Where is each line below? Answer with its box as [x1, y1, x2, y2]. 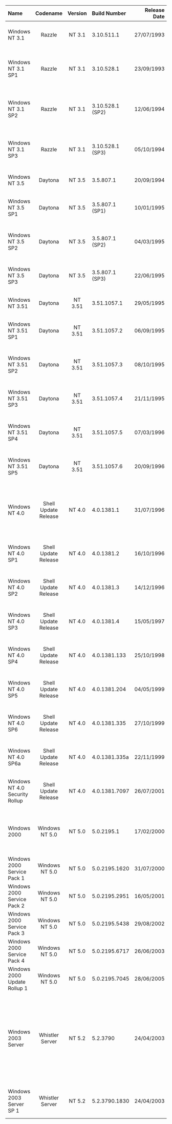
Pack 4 [8, 958, 25, 964]
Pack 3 [8, 930, 25, 936]
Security [8, 791, 28, 798]
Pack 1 [8, 875, 25, 882]
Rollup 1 [8, 985, 28, 992]
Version [67, 10, 87, 17]
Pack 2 [8, 902, 25, 909]
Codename [35, 10, 63, 17]
